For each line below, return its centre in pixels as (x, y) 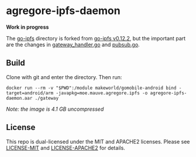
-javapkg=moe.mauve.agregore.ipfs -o (102, 93)
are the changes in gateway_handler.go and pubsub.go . (73, 45)
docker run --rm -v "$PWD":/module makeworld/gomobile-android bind (91, 88)
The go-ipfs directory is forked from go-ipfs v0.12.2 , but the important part (96, 38)
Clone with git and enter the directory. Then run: (64, 77)
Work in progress (27, 27)
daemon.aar (19, 98)
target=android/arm (30, 93)
